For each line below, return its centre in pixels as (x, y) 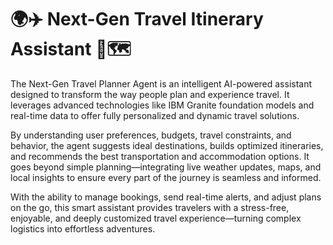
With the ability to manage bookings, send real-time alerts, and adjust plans (166, 197)
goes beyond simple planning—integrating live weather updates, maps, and (166, 167)
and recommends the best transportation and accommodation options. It (160, 156)
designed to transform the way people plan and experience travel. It (150, 94)
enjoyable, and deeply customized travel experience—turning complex (156, 218)
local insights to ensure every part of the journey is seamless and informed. (166, 177)
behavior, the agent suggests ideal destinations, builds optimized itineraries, (167, 145)
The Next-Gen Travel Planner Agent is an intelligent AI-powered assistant (161, 83)
